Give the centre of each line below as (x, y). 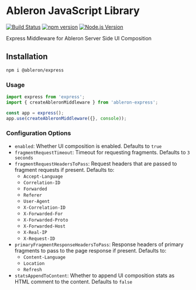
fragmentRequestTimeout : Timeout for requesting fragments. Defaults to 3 (102, 152)
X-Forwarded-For (43, 214)
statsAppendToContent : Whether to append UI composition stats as (94, 275)
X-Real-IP (35, 232)
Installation (27, 57)
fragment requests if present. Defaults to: (64, 170)
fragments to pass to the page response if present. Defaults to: (90, 250)
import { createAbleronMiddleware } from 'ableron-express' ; (82, 102)
